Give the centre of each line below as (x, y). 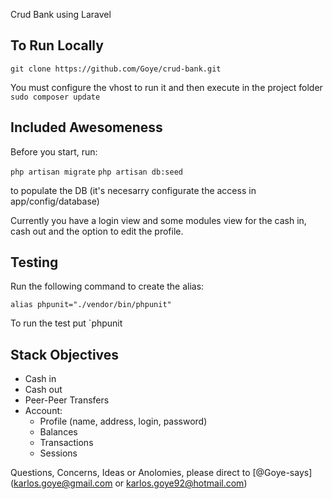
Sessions (58, 453)
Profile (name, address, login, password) (123, 421)
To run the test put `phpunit (66, 323)
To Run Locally (57, 45)
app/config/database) (55, 201)
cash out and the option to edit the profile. (97, 231)
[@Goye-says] (282, 473)
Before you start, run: (54, 151)
